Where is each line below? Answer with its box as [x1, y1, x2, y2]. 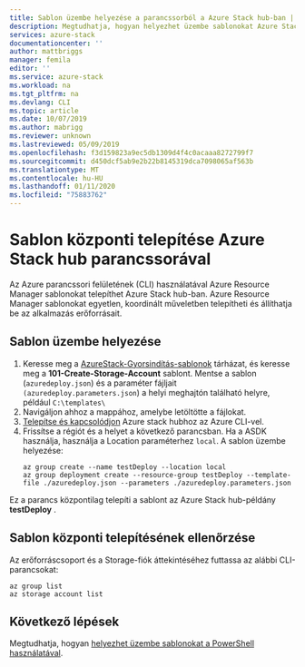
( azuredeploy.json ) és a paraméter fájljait [22, 378, 177, 388]
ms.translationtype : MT [9, 165, 100, 174]
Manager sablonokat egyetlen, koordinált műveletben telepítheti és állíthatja [9, 298, 292, 309]
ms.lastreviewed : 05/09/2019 [9, 140, 120, 149]
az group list [9, 582, 64, 591]
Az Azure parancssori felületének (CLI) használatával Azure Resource [9, 279, 270, 289]
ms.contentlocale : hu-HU [9, 173, 103, 182]
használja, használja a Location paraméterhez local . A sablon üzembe [22, 435, 286, 446]
